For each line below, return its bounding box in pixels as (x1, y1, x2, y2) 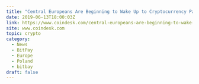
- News (11, 42, 28, 48)
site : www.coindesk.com (6, 25, 65, 31)
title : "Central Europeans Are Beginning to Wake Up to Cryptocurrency (6, 8, 187, 15)
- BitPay (11, 47, 33, 53)
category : (6, 36, 31, 42)
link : (6, 20, 20, 25)
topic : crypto (6, 31, 41, 37)
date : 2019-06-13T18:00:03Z (6, 14, 76, 20)
